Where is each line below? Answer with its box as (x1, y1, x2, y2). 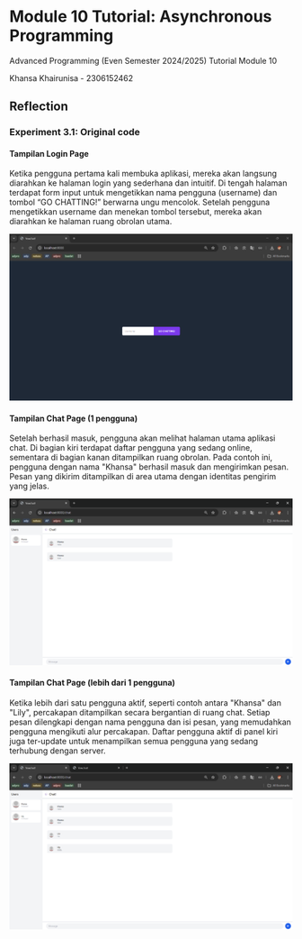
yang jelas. (9, 480, 49, 492)
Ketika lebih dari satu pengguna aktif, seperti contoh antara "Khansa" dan (9, 697, 281, 708)
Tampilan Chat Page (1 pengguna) (9, 413, 138, 424)
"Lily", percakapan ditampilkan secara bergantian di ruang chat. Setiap (9, 707, 271, 718)
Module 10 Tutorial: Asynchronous (9, 6, 272, 27)
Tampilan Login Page (9, 148, 90, 159)
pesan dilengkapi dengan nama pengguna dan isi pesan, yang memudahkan (9, 716, 292, 727)
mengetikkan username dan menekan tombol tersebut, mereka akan (9, 206, 262, 217)
